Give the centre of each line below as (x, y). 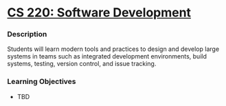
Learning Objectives (42, 82)
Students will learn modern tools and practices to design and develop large (113, 49)
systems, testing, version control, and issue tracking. (82, 64)
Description (27, 34)
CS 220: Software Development (99, 13)
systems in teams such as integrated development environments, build (107, 56)
